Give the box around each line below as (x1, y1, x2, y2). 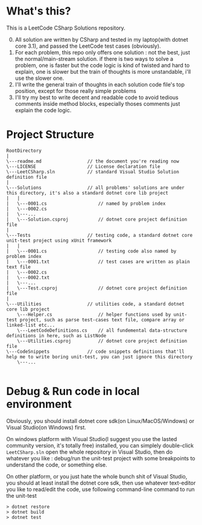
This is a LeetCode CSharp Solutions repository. (6, 24, 125, 31)
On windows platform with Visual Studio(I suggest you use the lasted (6, 435, 177, 442)
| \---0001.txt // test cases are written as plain (6, 259, 190, 265)
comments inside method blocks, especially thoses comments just (14, 100, 180, 107)
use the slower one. (14, 74, 65, 82)
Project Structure (6, 128, 95, 141)
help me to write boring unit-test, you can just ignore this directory (6, 353, 193, 360)
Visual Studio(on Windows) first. (6, 424, 86, 431)
